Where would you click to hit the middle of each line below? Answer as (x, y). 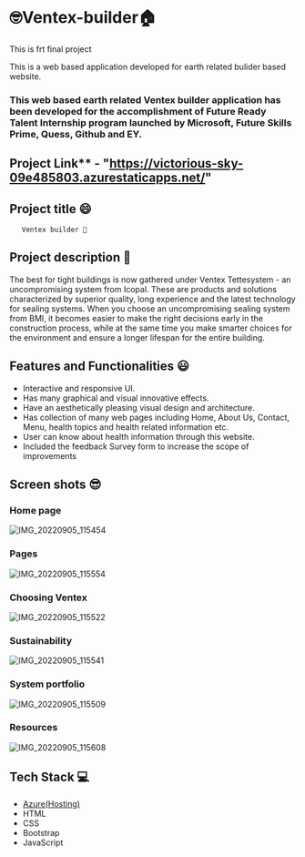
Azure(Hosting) (51, 803)
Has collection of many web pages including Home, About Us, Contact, (156, 417)
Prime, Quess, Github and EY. (76, 134)
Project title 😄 (51, 209)
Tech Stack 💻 (50, 777)
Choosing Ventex (49, 597)
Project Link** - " (60, 163)
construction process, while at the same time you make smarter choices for (151, 328)
